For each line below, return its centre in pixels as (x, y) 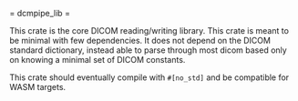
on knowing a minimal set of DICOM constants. (98, 60)
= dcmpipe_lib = (40, 13)
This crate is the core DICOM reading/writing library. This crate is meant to (149, 30)
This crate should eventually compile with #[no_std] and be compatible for (149, 77)
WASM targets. (38, 87)
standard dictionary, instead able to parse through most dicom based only (148, 50)
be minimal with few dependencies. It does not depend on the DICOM (140, 40)
